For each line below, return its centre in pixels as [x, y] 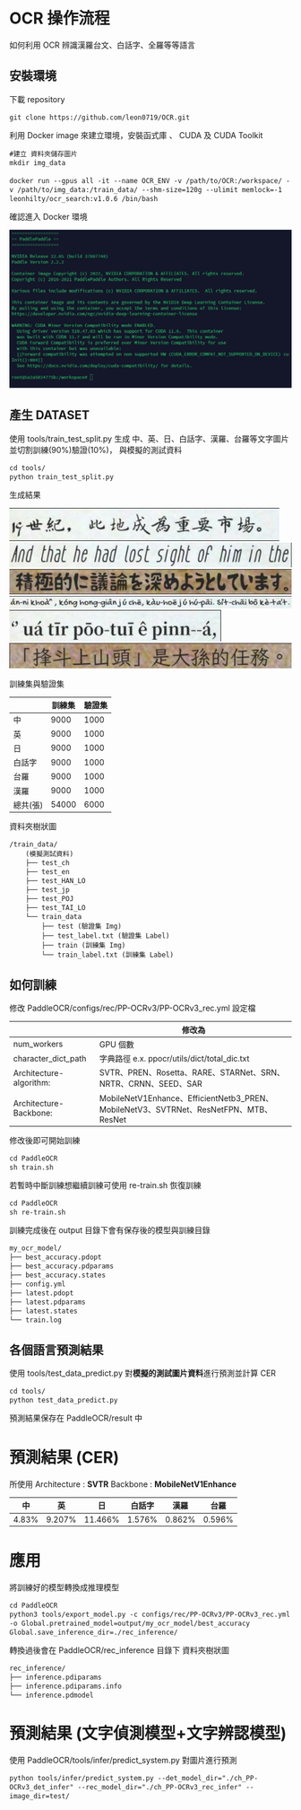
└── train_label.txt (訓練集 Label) [108, 955]
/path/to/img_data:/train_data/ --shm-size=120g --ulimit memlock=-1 [150, 189]
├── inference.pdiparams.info [66, 1687]
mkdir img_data [38, 162]
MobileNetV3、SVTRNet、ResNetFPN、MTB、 [186, 1109]
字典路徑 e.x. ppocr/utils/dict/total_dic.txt [174, 1059]
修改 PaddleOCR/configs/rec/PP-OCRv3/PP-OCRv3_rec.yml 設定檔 [133, 1008]
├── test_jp [47, 890]
